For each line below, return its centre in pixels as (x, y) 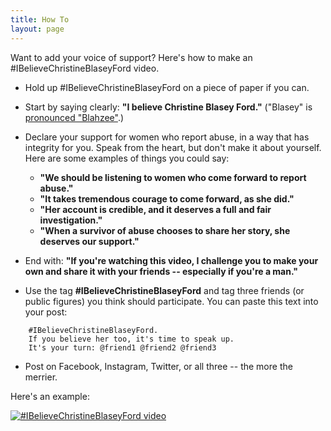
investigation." (71, 220)
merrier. (41, 377)
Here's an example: (50, 396)
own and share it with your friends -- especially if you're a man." (161, 271)
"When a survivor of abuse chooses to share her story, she (165, 230)
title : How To (40, 19)
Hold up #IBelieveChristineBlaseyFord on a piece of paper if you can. (167, 87)
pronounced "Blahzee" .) (74, 117)
